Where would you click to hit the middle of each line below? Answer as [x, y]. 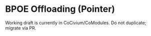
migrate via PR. [21, 28]
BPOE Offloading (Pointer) [60, 9]
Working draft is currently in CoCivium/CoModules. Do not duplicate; [76, 23]
